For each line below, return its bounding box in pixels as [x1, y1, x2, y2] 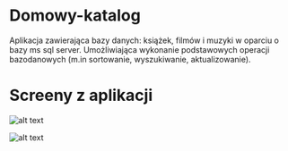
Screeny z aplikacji [9, 86, 153, 105]
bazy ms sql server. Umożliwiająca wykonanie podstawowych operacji [9, 44, 270, 55]
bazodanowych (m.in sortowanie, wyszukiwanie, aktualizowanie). [9, 54, 251, 64]
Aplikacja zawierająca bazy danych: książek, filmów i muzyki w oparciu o [9, 35, 280, 46]
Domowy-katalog [9, 5, 141, 26]
